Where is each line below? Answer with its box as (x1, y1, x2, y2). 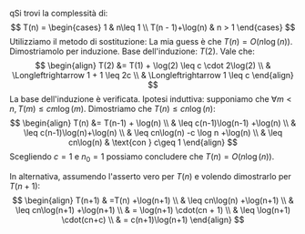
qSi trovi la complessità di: (9, 8, 108, 18)
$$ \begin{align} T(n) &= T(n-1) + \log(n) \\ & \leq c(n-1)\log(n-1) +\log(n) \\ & (9, 117, 297, 128)
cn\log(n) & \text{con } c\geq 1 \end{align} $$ (67, 137, 239, 148)
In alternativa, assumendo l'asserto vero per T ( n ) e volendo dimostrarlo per (9, 170, 291, 181)
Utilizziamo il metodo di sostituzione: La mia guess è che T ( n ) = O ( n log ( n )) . (9, 36, 293, 46)
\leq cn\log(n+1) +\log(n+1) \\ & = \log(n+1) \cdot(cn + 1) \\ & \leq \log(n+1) (15, 204, 291, 215)
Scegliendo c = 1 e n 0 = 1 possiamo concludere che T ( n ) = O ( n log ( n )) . (9, 151, 275, 164)
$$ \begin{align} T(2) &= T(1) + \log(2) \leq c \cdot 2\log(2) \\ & (35, 60, 271, 71)
